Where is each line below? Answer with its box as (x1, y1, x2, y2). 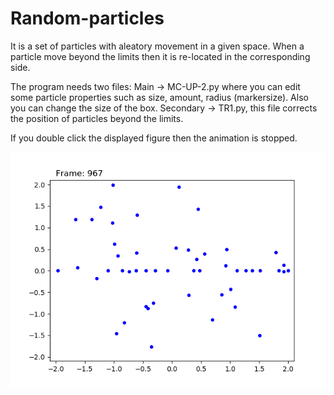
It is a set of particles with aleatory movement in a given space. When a (10, 40, 305, 52)
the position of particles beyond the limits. (10, 112, 184, 124)
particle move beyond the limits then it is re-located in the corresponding (10, 50, 311, 62)
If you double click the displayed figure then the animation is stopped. (10, 132, 298, 144)
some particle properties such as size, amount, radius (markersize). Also (10, 91, 309, 103)
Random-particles (10, 7, 165, 30)
